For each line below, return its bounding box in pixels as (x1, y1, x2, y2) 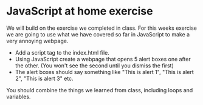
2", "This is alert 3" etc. (15, 75, 74, 82)
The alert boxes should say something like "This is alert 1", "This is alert (15, 68, 194, 75)
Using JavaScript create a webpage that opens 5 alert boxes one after (15, 55, 191, 63)
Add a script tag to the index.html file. (15, 49, 109, 56)
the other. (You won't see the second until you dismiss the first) (15, 62, 174, 69)
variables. (6, 93, 31, 100)
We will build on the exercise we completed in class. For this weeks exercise (6, 24, 198, 32)
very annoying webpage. (6, 37, 69, 44)
